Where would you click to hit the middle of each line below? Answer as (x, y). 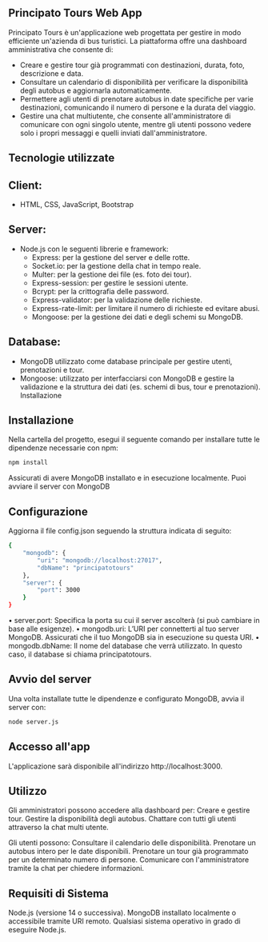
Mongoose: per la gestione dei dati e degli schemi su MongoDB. (137, 317)
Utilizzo (28, 791)
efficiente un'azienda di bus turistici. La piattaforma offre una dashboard (128, 41)
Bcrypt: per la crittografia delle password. (100, 291)
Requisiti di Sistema (59, 894)
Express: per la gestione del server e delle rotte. (111, 257)
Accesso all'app (49, 747)
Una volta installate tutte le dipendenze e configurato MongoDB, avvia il (126, 698)
